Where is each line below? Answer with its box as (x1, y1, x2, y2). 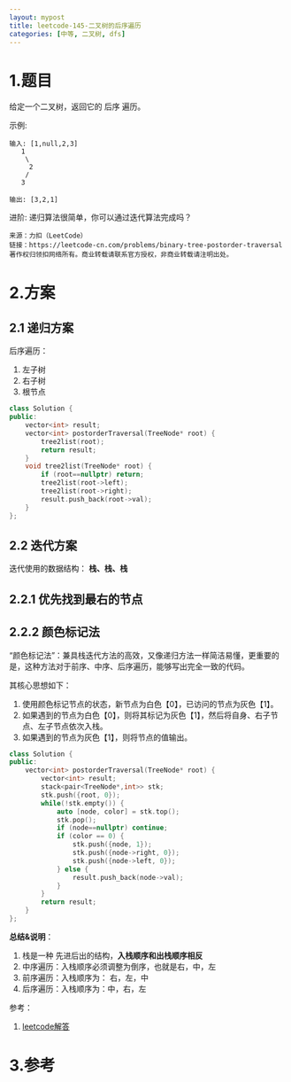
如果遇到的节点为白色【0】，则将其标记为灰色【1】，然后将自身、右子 (21, 710, 272, 720)
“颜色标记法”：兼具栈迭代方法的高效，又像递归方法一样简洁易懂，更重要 (9, 650, 272, 660)
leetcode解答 (21, 1021, 71, 1031)
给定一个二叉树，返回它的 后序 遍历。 (9, 101, 146, 112)
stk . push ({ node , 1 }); (72, 840, 152, 849)
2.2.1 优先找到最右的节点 (9, 591, 143, 607)
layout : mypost (9, 12, 65, 22)
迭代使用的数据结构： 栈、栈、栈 (9, 564, 128, 574)
